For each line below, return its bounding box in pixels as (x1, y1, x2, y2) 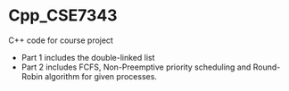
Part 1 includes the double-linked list (21, 52, 155, 62)
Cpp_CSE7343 (8, 5, 118, 26)
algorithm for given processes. (45, 70, 158, 81)
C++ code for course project (8, 35, 113, 45)
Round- (252, 62, 281, 72)
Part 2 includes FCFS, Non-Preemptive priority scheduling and (21, 62, 252, 72)
